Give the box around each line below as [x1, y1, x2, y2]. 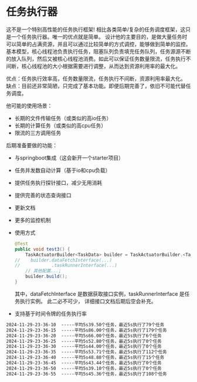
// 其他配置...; [25, 268, 62, 274]
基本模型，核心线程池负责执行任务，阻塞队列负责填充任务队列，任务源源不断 [6, 48, 191, 55]
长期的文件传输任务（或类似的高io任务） [14, 114, 112, 121]
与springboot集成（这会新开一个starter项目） [14, 154, 124, 161]
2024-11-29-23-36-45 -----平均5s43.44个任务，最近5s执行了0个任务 [6, 360, 162, 366]
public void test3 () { [14, 246, 70, 252]
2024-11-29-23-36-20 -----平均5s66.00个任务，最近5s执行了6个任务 [6, 333, 162, 339]
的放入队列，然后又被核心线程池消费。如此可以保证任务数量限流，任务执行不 [6, 55, 191, 62]
